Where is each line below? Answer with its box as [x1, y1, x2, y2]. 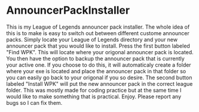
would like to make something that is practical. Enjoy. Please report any [6, 93, 182, 100]
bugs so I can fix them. [6, 99, 63, 106]
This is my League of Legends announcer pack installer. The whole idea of [6, 23, 190, 30]
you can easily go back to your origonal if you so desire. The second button [6, 74, 192, 81]
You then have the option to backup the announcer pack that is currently [6, 55, 185, 62]
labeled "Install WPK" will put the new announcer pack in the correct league [6, 80, 193, 87]
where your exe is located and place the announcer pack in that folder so [6, 67, 186, 74]
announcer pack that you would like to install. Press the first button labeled [6, 42, 190, 49]
